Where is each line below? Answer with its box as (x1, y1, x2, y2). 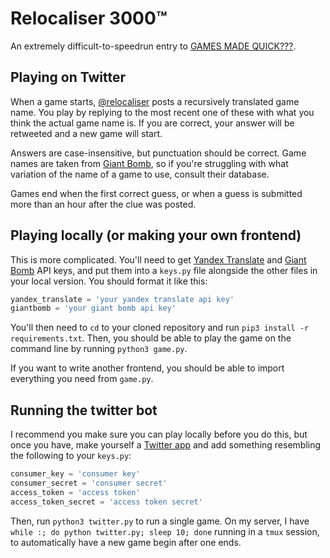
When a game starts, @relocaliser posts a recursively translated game (10, 95, 300, 107)
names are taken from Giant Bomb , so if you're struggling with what (10, 157, 289, 169)
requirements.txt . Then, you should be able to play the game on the (10, 332, 292, 344)
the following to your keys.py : (10, 450, 132, 462)
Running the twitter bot (10, 402, 158, 419)
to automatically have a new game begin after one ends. (10, 536, 242, 548)
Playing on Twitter (10, 69, 126, 86)
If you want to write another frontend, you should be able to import (10, 362, 285, 374)
